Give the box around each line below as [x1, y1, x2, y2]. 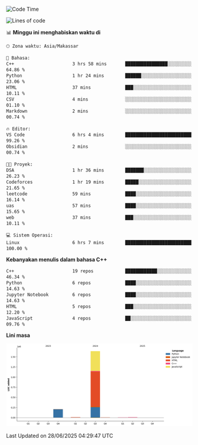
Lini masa [6, 332, 31, 339]
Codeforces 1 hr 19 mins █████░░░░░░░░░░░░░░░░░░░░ [6, 179, 192, 185]
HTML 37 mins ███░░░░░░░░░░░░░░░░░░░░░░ [6, 85, 192, 90]
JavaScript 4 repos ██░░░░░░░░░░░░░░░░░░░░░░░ [6, 316, 192, 321]
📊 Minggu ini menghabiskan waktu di [6, 29, 101, 35]
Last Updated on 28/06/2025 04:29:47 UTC [6, 432, 113, 440]
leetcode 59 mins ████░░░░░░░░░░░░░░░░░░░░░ [6, 191, 192, 197]
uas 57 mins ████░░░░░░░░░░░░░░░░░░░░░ [6, 203, 192, 209]
